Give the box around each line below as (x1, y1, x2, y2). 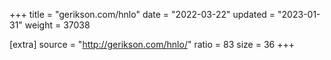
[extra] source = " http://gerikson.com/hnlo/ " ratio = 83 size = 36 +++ (9, 39, 295, 50)
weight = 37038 (24, 19, 91, 31)
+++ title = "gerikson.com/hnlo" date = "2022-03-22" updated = (9, 9, 276, 20)
